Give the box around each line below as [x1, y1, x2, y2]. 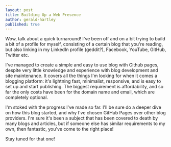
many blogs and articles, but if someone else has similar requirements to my [5, 120, 166, 127]
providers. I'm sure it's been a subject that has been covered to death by [5, 115, 158, 121]
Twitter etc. [5, 52, 30, 58]
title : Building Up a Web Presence [5, 12, 81, 17]
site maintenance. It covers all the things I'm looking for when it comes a [5, 72, 157, 79]
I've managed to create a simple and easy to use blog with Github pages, [5, 62, 159, 68]
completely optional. [5, 94, 48, 101]
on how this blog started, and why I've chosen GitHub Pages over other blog [5, 110, 166, 116]
